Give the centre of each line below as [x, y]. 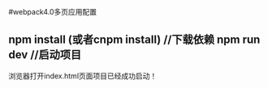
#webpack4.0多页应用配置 [53, 12]
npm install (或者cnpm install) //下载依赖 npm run [134, 40]
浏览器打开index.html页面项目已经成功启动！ [83, 76]
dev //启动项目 [45, 55]
